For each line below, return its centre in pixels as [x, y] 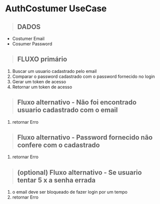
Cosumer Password [32, 44]
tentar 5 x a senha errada [56, 180]
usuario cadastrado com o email [67, 110]
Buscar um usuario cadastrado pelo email [54, 71]
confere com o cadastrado [58, 145]
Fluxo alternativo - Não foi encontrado [77, 102]
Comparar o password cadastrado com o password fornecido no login [83, 76]
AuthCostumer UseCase [56, 9]
